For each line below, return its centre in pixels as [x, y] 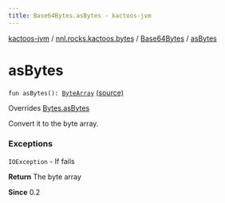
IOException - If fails [41, 161]
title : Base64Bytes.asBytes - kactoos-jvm [80, 16]
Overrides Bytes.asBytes [49, 107]
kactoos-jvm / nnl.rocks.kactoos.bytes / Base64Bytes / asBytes [112, 38]
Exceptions [31, 144]
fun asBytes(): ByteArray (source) [66, 92]
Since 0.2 [24, 192]
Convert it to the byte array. [53, 123]
